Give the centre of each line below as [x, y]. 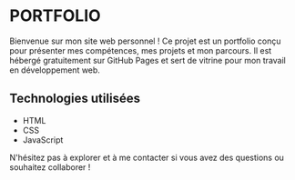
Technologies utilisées [75, 99]
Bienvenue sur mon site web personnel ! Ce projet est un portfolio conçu [145, 41]
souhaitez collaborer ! [50, 167]
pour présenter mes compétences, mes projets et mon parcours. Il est [141, 50]
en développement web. [55, 70]
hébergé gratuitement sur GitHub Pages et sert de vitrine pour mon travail [148, 60]
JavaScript [43, 140]
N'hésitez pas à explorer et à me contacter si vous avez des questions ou [147, 157]
